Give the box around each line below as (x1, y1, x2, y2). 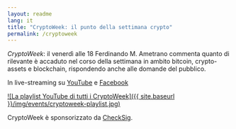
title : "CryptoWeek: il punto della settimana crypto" (7, 23, 173, 30)
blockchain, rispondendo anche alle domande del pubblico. (33, 64, 207, 73)
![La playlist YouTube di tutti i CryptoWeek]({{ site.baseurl (7, 92, 175, 101)
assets (7, 64, 27, 73)
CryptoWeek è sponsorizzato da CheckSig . (7, 113, 133, 122)
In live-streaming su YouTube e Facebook (7, 79, 129, 87)
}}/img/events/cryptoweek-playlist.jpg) (7, 100, 120, 108)
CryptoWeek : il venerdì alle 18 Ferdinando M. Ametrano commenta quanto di (7, 50, 230, 58)
